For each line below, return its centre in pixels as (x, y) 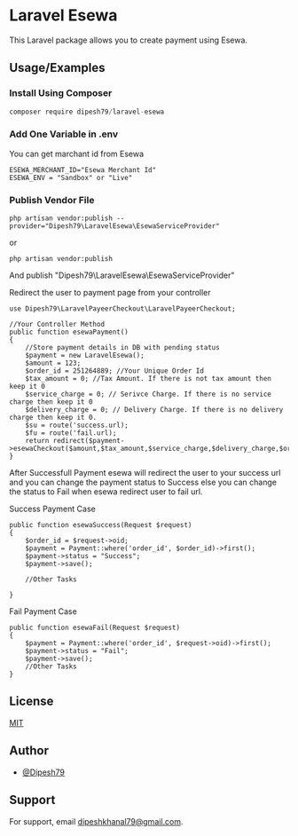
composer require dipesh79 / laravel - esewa (87, 112)
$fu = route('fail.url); (71, 433)
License (31, 702)
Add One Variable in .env (63, 134)
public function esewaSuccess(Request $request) (101, 525)
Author (29, 751)
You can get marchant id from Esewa (77, 154)
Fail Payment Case (43, 611)
